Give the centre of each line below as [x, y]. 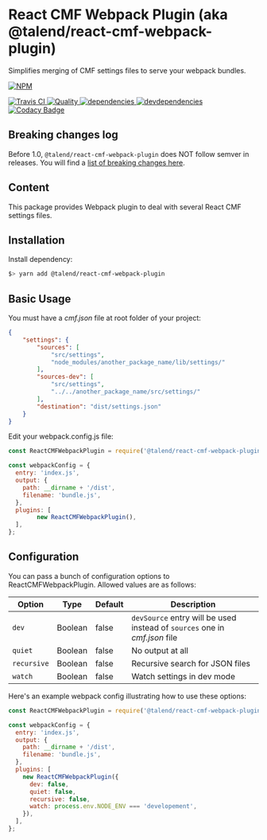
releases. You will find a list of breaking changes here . [97, 162]
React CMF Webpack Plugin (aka [118, 15]
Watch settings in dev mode [183, 676]
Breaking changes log [64, 135]
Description [193, 604]
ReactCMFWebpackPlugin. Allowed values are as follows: [103, 584]
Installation [37, 240]
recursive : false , [60, 799]
